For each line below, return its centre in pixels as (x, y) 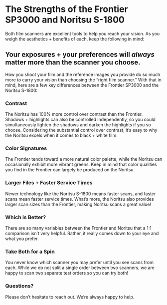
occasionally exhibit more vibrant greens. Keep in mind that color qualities (81, 164)
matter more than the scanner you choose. (73, 63)
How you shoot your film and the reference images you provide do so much (83, 74)
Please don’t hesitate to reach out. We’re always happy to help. (70, 297)
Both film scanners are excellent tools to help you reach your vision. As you (83, 33)
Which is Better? (26, 217)
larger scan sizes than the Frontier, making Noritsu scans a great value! (78, 204)
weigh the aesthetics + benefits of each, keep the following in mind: (75, 39)
